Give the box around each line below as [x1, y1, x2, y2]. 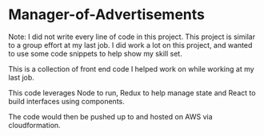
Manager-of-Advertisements [8, 6, 206, 24]
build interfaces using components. [8, 96, 126, 106]
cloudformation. [8, 120, 62, 130]
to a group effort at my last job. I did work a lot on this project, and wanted [8, 40, 253, 49]
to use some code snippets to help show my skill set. [8, 49, 182, 58]
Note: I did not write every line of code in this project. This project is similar [8, 32, 256, 41]
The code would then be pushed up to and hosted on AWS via [8, 111, 214, 121]
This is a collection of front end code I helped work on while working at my [8, 64, 254, 73]
